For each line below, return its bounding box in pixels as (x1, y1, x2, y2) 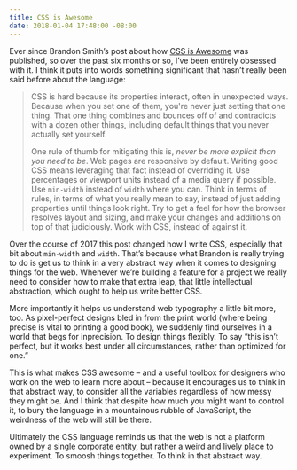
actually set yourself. (30, 129, 108, 139)
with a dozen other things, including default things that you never (30, 119, 270, 129)
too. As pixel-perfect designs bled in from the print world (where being (9, 312, 268, 323)
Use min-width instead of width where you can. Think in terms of (30, 184, 268, 194)
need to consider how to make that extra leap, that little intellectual (9, 276, 253, 286)
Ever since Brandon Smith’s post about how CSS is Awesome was (9, 45, 249, 56)
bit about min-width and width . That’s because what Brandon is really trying (9, 247, 285, 258)
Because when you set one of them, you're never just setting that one (30, 100, 286, 111)
